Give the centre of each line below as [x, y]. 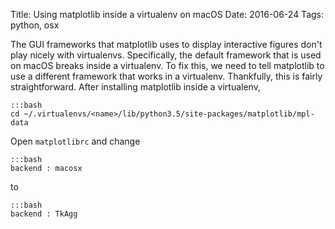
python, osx [35, 25]
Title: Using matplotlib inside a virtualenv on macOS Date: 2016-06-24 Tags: [167, 14]
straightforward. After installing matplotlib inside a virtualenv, [135, 87]
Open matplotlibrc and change [75, 141]
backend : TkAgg [44, 214]
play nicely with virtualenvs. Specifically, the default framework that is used [166, 55]
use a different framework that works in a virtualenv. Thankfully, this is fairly [166, 76]
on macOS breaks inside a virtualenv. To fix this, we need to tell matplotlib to [167, 65]
